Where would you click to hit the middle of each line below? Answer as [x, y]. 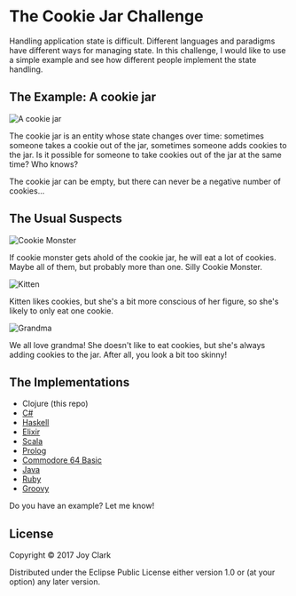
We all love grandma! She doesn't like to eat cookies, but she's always [137, 345]
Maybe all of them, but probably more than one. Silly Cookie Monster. [136, 266]
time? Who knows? [43, 164]
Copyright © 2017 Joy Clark [60, 555]
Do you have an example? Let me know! [82, 506]
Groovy [35, 489]
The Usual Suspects [66, 219]
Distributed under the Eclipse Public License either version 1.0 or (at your [142, 572]
